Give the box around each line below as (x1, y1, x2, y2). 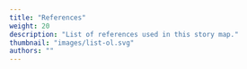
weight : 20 (9, 22, 50, 30)
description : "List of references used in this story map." (9, 30, 240, 39)
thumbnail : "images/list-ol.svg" (9, 38, 135, 47)
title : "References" (9, 13, 87, 22)
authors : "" (9, 47, 54, 56)
